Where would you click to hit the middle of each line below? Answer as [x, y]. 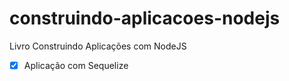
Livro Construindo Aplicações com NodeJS [98, 46]
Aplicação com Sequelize [76, 65]
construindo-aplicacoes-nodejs [145, 18]
